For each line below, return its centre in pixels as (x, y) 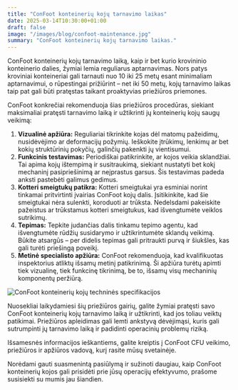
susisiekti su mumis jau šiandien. (55, 379)
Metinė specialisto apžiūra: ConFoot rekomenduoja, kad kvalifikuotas (120, 256)
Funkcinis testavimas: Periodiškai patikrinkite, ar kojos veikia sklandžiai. (124, 157)
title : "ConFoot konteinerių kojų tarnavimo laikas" (87, 14)
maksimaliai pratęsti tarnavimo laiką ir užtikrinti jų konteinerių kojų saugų (114, 113)
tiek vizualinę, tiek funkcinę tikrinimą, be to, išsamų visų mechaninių (117, 271)
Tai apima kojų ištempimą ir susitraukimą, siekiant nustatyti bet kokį (117, 164)
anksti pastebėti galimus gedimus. (68, 180)
